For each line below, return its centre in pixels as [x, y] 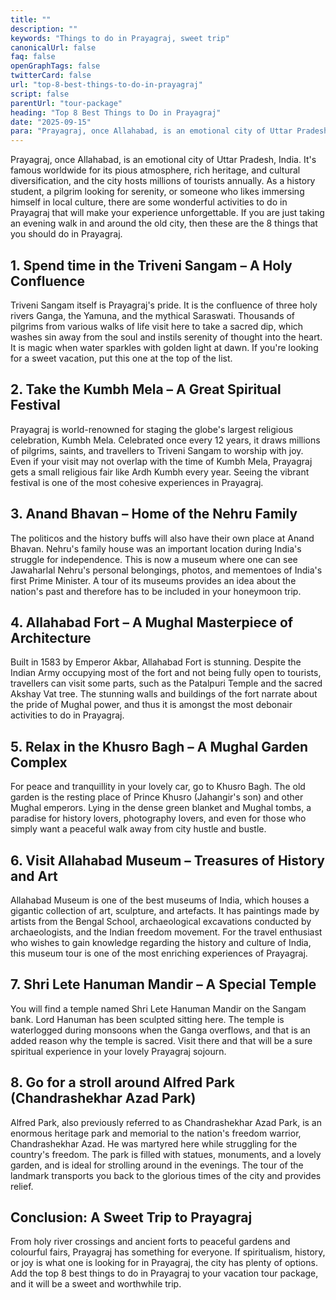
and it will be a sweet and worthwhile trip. [96, 1284]
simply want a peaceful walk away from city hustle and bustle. [138, 829]
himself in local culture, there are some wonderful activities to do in [149, 202]
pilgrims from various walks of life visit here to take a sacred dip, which [157, 326]
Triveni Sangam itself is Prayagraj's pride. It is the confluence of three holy [164, 305]
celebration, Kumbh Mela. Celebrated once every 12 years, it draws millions [165, 440]
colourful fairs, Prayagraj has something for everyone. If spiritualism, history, [168, 1252]
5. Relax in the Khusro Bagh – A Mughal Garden [159, 746]
